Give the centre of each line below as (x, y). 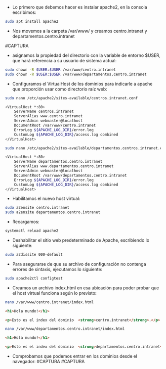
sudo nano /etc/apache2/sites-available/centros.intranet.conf (72, 98)
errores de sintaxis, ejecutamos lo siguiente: (57, 269)
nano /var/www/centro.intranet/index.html (49, 302)
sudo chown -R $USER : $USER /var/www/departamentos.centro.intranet (76, 74)
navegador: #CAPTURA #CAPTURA (48, 361)
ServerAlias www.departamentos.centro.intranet (64, 166)
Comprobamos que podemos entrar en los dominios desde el (75, 356)
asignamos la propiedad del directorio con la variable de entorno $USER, (86, 55)
